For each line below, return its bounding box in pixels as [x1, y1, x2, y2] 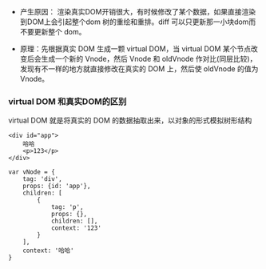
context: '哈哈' [22, 247, 74, 255]
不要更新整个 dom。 [19, 27, 86, 36]
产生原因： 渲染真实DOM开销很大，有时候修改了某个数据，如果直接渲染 [19, 7, 256, 16]
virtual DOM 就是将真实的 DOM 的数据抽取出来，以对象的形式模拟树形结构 [8, 115, 252, 126]
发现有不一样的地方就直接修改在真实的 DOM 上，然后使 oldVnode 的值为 [19, 64, 259, 74]
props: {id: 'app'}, [22, 183, 91, 191]
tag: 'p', [50, 203, 84, 211]
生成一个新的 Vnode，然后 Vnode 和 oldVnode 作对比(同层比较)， [41, 54, 257, 63]
